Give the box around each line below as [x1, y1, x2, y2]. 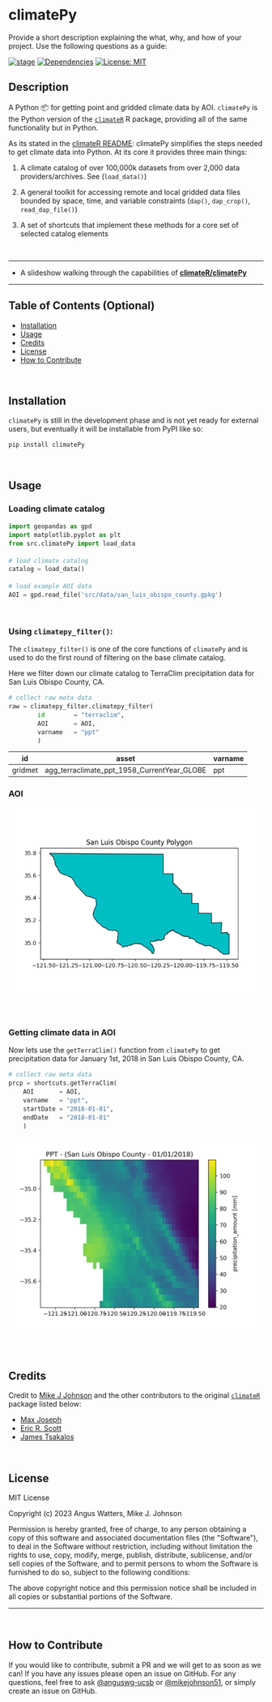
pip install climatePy [8, 441, 85, 449]
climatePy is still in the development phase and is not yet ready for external [8, 415, 259, 425]
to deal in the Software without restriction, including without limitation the [8, 1541, 253, 1551]
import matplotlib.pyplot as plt [8, 531, 121, 539]
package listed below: [8, 1399, 82, 1409]
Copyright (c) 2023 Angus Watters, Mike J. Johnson [8, 1509, 182, 1519]
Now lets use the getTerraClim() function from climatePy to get [8, 1045, 220, 1055]
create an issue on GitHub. [8, 1686, 97, 1696]
